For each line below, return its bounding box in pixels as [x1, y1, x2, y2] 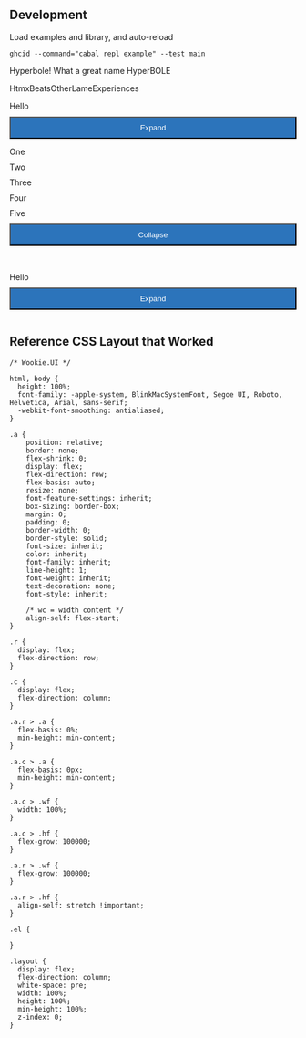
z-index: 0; [17, 1012, 64, 1022]
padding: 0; [25, 517, 71, 527]
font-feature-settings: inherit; [25, 493, 153, 503]
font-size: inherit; [25, 542, 104, 551]
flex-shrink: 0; [25, 453, 88, 463]
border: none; [25, 446, 79, 455]
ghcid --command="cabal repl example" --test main [9, 49, 206, 58]
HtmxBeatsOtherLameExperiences [9, 82, 139, 94]
